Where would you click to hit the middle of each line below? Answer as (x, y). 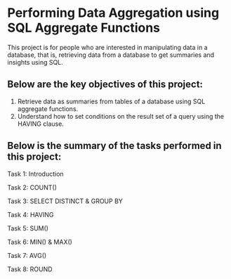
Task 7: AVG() (27, 255)
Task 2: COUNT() (32, 187)
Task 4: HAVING (31, 214)
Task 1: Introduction (36, 174)
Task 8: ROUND (30, 269)
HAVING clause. (41, 124)
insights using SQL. (35, 62)
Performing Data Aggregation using (113, 13)
